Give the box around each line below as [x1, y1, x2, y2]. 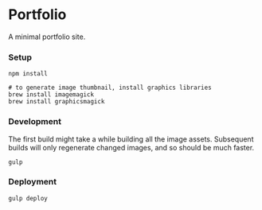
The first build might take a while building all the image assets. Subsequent [8, 134, 254, 144]
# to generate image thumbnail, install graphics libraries [8, 84, 213, 92]
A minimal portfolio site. [8, 32, 86, 41]
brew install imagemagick [8, 91, 94, 99]
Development [8, 116, 62, 127]
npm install [8, 70, 48, 78]
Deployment [8, 177, 57, 188]
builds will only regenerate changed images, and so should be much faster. [8, 142, 255, 152]
